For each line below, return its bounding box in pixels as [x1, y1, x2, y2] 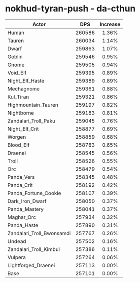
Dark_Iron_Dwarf [7, 198, 47, 204]
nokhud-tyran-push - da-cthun [5, 3, 136, 14]
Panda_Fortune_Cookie [7, 190, 61, 197]
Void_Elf [7, 69, 27, 76]
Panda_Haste [7, 222, 38, 229]
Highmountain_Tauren [7, 101, 58, 108]
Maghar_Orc [7, 213, 36, 220]
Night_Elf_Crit [7, 125, 39, 132]
